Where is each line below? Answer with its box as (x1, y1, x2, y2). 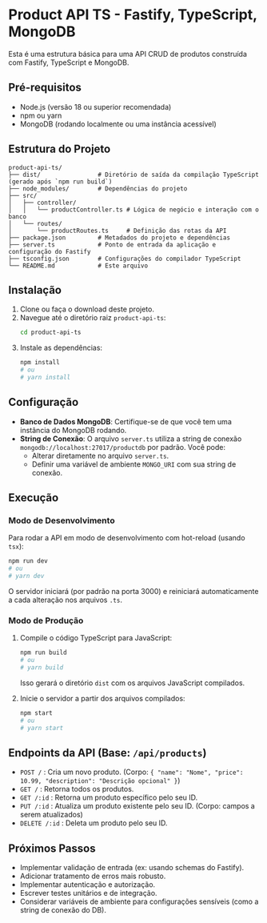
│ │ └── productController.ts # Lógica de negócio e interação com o (8, 206, 260, 214)
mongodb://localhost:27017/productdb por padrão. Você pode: (19, 442, 226, 451)
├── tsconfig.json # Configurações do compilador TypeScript (8, 255, 241, 263)
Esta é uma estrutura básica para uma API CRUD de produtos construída (8, 49, 248, 58)
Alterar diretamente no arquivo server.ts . (31, 451, 169, 460)
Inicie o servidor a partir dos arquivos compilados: (19, 693, 185, 703)
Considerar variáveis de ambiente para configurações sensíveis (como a (19, 897, 259, 906)
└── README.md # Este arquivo (8, 262, 149, 270)
